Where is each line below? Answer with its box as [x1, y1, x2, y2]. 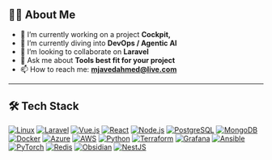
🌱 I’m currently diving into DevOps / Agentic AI [19, 38, 177, 48]
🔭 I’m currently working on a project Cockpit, [19, 29, 172, 39]
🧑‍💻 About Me [8, 8, 76, 22]
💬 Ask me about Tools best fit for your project [19, 55, 176, 65]
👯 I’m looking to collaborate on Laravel [19, 46, 150, 57]
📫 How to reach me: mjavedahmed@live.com [19, 64, 177, 74]
